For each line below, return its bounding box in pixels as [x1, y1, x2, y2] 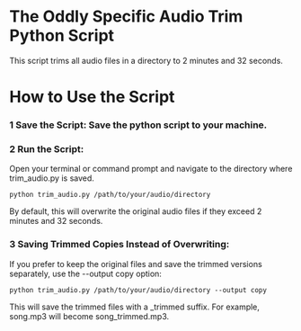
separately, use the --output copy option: [9, 268, 162, 279]
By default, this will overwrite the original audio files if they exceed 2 [9, 206, 262, 217]
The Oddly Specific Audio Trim [9, 6, 243, 27]
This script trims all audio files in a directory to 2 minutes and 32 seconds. [9, 55, 283, 66]
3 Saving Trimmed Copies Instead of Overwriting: [9, 238, 230, 251]
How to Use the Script [9, 87, 175, 107]
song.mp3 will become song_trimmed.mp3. [9, 310, 170, 321]
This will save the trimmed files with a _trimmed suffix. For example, [9, 301, 261, 312]
